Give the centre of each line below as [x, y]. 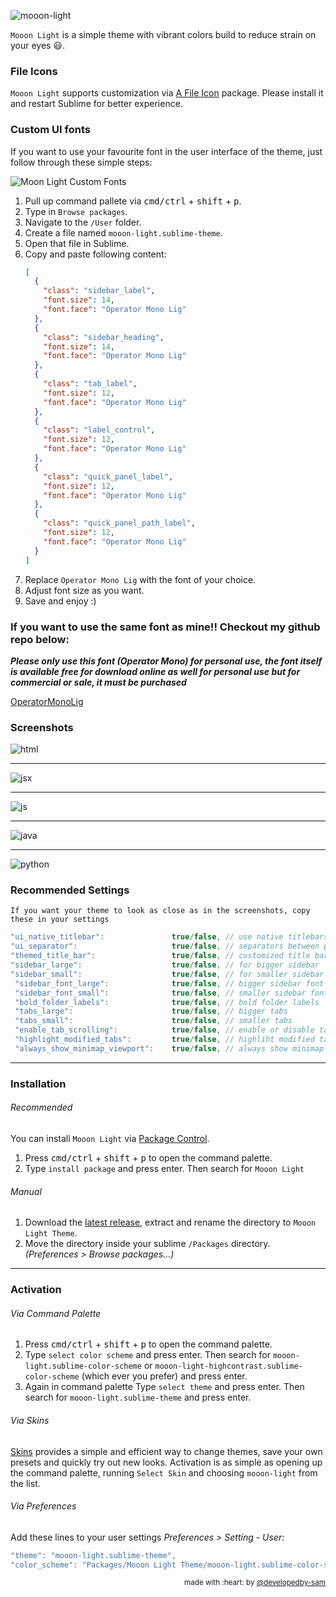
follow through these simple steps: [81, 162]
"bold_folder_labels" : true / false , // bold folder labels [167, 1002]
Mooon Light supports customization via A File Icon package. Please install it [167, 93]
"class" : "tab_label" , [90, 384]
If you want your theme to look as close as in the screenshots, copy [160, 911]
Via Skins [30, 1420]
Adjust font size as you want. [84, 590]
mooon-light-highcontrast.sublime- [228, 1366]
